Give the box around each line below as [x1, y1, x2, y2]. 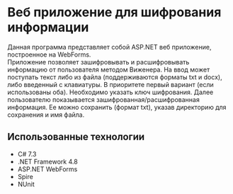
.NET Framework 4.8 [17, 157, 78, 166]
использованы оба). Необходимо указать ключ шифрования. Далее [7, 88, 214, 96]
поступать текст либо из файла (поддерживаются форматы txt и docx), [7, 72, 222, 81]
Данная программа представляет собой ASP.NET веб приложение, [7, 42, 212, 51]
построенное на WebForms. [7, 50, 91, 59]
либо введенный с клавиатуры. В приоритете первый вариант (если [7, 80, 214, 89]
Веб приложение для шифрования [7, 4, 222, 21]
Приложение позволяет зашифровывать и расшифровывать [7, 57, 190, 66]
